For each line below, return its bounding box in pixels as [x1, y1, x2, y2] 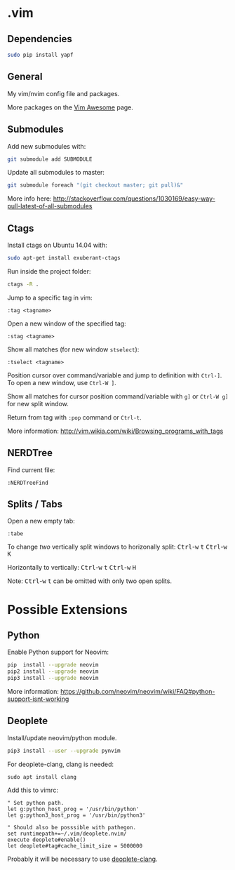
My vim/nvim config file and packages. [7, 89, 120, 98]
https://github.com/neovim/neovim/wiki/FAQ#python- [60, 688, 215, 696]
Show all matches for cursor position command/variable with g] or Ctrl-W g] [7, 391, 229, 401]
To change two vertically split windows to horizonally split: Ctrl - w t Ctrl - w [7, 542, 228, 551]
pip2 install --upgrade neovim [7, 668, 99, 675]
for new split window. [7, 399, 69, 408]
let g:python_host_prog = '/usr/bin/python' [7, 805, 140, 812]
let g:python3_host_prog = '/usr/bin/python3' [7, 812, 146, 819]
